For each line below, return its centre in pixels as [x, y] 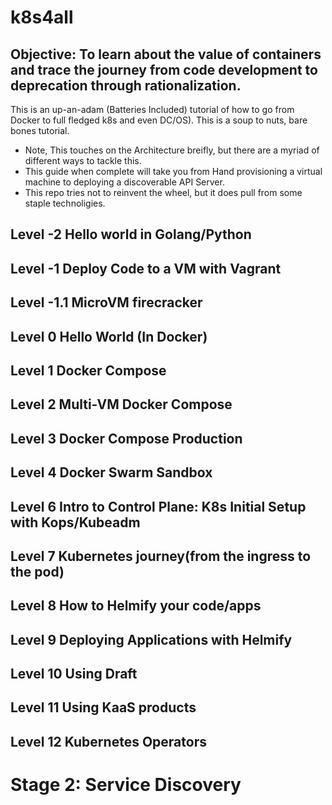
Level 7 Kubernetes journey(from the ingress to [161, 556]
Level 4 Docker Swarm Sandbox [111, 472]
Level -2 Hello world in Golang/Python [131, 234]
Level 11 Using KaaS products [103, 707]
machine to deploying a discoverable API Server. [124, 182]
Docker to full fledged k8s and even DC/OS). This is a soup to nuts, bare [159, 120]
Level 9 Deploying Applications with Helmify [151, 639]
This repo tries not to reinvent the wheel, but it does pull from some [163, 192]
